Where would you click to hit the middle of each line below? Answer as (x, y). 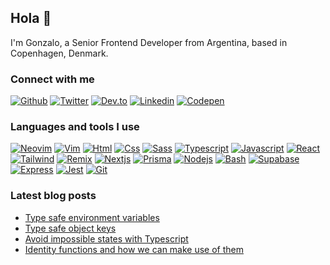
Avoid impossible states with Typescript (106, 238)
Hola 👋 (31, 18)
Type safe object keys (70, 228)
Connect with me (52, 79)
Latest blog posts (53, 196)
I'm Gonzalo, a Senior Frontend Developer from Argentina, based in (149, 42)
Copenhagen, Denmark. (59, 53)
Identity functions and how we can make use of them (134, 249)
